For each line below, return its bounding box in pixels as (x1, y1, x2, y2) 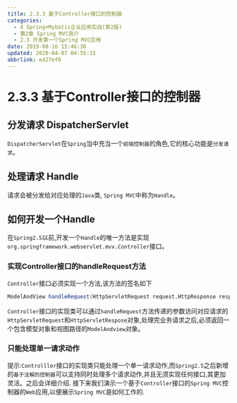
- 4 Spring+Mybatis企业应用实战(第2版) (13, 23, 122, 30)
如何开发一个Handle (7, 213, 95, 225)
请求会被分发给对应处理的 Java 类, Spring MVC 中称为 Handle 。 (7, 191, 180, 199)
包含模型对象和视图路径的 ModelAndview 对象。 (13, 324, 145, 332)
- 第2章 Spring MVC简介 (13, 30, 80, 37)
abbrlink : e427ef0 (7, 56, 61, 64)
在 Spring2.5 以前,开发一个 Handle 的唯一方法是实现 (7, 234, 150, 242)
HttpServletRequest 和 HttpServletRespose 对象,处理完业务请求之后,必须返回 (7, 315, 224, 324)
